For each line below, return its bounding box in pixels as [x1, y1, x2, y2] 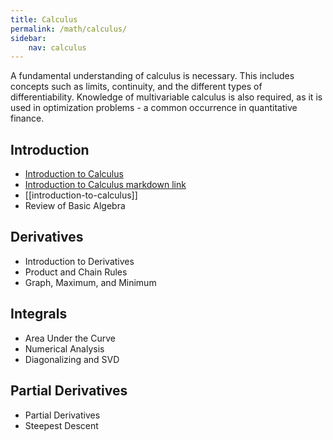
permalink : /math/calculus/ [10, 24, 128, 34]
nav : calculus [28, 42, 87, 53]
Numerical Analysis [24, 342, 105, 355]
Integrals [10, 306, 68, 323]
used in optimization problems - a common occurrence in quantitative [10, 102, 298, 114]
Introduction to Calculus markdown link [24, 179, 187, 191]
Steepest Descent [24, 419, 99, 431]
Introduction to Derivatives [24, 255, 135, 267]
